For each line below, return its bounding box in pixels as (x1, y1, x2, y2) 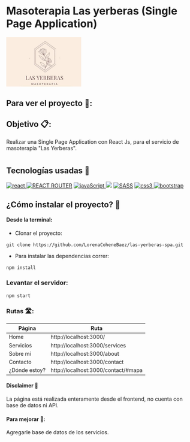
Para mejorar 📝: (6, 415, 46, 423)
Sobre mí (8, 350, 31, 357)
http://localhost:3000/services (50, 341, 126, 349)
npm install (6, 265, 36, 271)
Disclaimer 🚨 (6, 382, 39, 389)
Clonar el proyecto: (14, 229, 62, 237)
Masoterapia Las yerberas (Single (6, 4, 178, 18)
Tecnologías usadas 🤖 (6, 165, 90, 175)
